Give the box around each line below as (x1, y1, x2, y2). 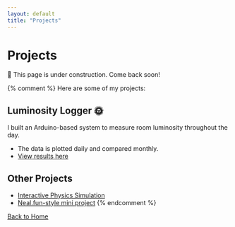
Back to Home (7, 212, 49, 221)
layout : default (7, 10, 55, 18)
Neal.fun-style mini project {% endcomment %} (17, 199, 157, 207)
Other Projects (7, 172, 73, 184)
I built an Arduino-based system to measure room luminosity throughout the (7, 123, 228, 132)
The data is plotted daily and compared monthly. (17, 145, 159, 153)
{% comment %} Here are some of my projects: (7, 84, 146, 92)
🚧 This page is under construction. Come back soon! (7, 70, 161, 79)
